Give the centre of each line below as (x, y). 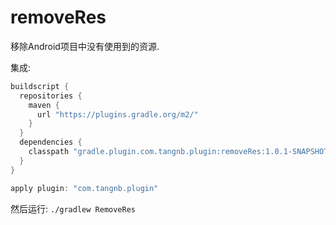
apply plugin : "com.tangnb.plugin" (84, 188)
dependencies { (51, 142)
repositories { (51, 96)
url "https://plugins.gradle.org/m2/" (117, 114)
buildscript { (40, 86)
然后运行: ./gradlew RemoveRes (73, 208)
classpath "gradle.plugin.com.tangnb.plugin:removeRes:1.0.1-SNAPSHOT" (180, 152)
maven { (44, 105)
